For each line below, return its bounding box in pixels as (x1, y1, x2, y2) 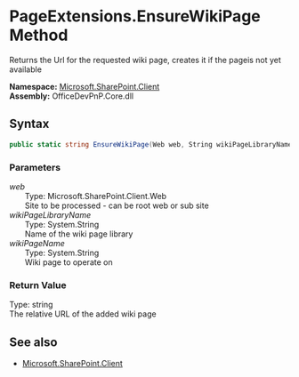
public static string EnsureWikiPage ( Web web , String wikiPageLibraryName (9, 140, 293, 148)
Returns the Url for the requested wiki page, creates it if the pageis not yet (9, 54, 282, 65)
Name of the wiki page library (25, 229, 133, 239)
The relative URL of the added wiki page (9, 309, 158, 319)
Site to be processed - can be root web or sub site (25, 200, 209, 211)
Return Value (9, 278, 67, 291)
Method (9, 25, 69, 45)
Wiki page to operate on (25, 256, 113, 268)
